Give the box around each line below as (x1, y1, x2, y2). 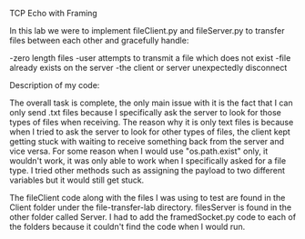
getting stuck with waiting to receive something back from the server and (9, 136, 285, 146)
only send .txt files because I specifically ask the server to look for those (9, 107, 282, 117)
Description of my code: (9, 80, 100, 90)
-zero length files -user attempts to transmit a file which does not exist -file (9, 53, 291, 63)
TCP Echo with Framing (9, 8, 97, 18)
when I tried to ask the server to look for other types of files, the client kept (9, 126, 291, 137)
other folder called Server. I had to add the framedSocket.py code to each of (9, 212, 297, 222)
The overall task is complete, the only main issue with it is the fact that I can (9, 97, 293, 108)
